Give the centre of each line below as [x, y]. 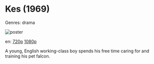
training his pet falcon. [28, 56]
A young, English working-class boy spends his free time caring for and [77, 51]
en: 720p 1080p [21, 41]
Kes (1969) [27, 9]
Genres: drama [20, 22]
